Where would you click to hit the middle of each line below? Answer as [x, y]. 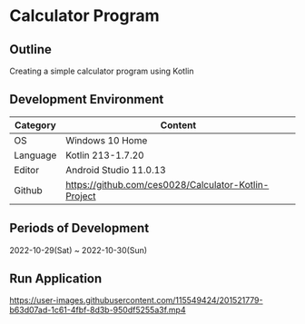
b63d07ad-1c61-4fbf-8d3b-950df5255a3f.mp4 [98, 310]
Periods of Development [79, 228]
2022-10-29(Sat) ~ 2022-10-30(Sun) [79, 250]
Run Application [56, 279]
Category [35, 125]
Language [35, 155]
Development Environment [87, 99]
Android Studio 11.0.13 [115, 170]
